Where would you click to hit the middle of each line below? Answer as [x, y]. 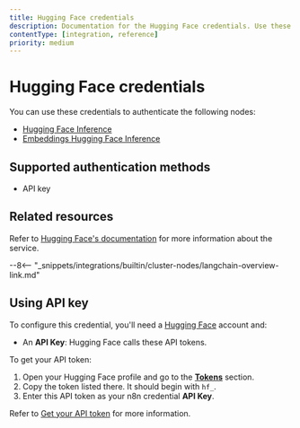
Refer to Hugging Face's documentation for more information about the [141, 238]
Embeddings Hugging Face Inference [91, 139]
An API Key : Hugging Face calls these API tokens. [115, 342]
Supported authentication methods [110, 167]
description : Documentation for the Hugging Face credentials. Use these [150, 26]
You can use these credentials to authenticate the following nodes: [132, 112]
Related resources [62, 217]
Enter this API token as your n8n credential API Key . [118, 396]
